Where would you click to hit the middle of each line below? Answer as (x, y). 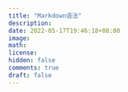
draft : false (30, 75)
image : (19, 38)
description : (30, 23)
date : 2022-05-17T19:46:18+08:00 (64, 30)
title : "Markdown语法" (45, 16)
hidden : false (32, 61)
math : (17, 46)
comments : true (34, 68)
